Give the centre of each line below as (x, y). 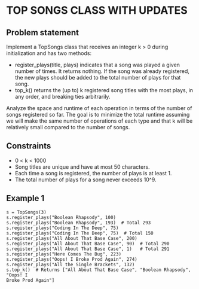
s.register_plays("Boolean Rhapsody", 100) (61, 217)
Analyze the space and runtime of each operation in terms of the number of (99, 108)
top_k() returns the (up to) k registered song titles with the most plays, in (104, 90)
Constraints (29, 146)
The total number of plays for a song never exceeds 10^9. (85, 180)
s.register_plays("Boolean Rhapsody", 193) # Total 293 (79, 223)
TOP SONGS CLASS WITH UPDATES (97, 10)
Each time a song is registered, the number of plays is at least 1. (93, 173)
